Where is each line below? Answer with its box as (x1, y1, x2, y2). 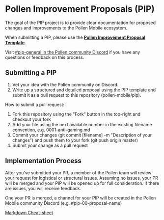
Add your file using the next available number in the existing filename (12, 121, 152, 127)
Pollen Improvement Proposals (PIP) (5, 3, 155, 15)
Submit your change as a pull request (12, 142, 88, 148)
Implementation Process (5, 157, 82, 165)
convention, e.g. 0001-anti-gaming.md (12, 127, 90, 133)
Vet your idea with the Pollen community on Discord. (12, 82, 119, 87)
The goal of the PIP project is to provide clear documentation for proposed (5, 20, 156, 26)
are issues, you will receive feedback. (5, 185, 82, 191)
